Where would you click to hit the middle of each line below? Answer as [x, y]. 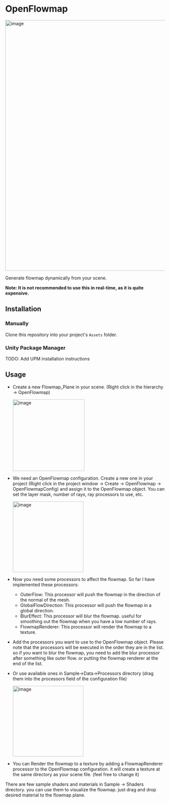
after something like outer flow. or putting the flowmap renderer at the [85, 658]
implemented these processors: [46, 585]
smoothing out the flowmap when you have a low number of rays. [89, 621]
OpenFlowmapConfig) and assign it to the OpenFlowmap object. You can [89, 489]
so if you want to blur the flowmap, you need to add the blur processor [86, 652]
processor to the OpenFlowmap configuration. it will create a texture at [86, 769]
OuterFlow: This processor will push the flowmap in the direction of [90, 594]
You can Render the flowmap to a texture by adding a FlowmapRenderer [88, 763]
